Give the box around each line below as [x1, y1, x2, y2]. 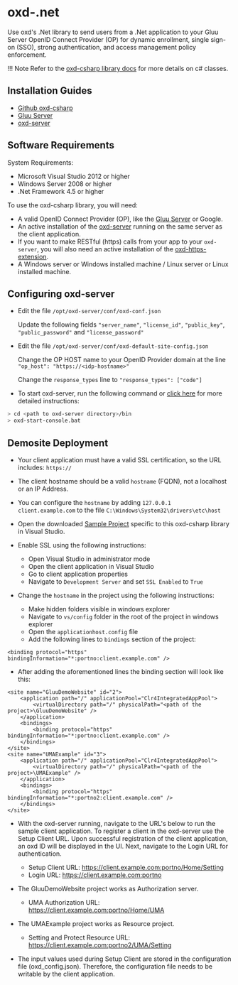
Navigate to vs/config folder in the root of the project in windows [28, 612, 219, 621]
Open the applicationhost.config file [28, 627, 139, 636]
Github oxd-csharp [17, 104, 73, 112]
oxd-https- [175, 244, 207, 253]
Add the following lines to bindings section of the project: [28, 635, 197, 643]
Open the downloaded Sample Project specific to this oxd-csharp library [17, 519, 229, 528]
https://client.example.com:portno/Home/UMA [28, 905, 165, 914]
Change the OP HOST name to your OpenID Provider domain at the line [17, 356, 226, 364]
